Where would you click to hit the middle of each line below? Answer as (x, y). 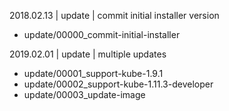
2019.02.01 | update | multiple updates (88, 54)
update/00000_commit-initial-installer (102, 34)
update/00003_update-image (84, 94)
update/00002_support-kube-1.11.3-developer (118, 84)
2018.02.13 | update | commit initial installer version (114, 15)
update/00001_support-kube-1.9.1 (93, 73)
